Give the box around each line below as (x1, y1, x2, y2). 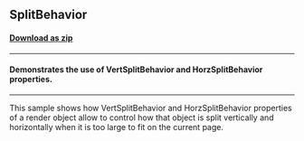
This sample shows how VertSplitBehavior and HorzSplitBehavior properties (9, 102, 292, 113)
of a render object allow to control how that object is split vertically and (9, 112, 274, 123)
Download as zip (9, 32, 73, 43)
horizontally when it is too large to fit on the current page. (9, 121, 224, 132)
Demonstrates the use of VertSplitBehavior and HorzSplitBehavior (9, 64, 263, 75)
